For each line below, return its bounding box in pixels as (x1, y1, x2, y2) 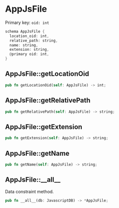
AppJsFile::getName (5, 149, 70, 157)
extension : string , (9, 47, 49, 52)
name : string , (9, 42, 38, 47)
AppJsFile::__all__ (5, 176, 61, 184)
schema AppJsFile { (5, 29, 45, 34)
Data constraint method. (5, 188, 54, 194)
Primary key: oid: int (5, 20, 49, 25)
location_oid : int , (9, 33, 49, 39)
